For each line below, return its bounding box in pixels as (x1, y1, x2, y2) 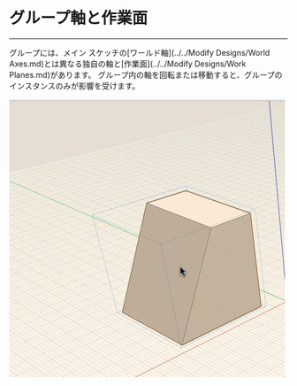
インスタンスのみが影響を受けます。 (9, 81, 141, 91)
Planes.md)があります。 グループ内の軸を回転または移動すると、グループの (9, 69, 283, 80)
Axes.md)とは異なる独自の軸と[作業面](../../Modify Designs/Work (9, 58, 247, 69)
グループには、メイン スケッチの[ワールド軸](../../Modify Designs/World (9, 47, 270, 58)
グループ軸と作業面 (9, 8, 148, 28)
